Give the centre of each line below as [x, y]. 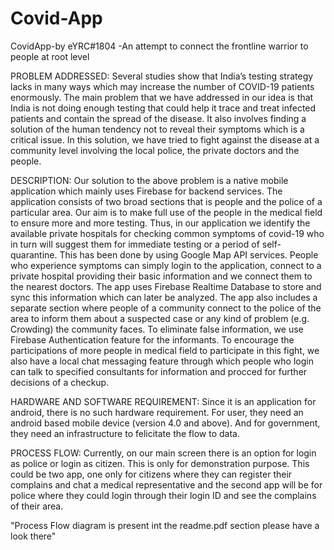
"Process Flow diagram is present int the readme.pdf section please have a [165, 525]
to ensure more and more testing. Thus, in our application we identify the [160, 223]
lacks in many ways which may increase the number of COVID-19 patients [162, 86]
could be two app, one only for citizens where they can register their [151, 474]
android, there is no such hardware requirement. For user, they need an [157, 412]
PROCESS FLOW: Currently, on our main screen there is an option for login [163, 453]
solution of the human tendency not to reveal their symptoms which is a [157, 129]
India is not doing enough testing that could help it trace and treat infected [163, 108]
